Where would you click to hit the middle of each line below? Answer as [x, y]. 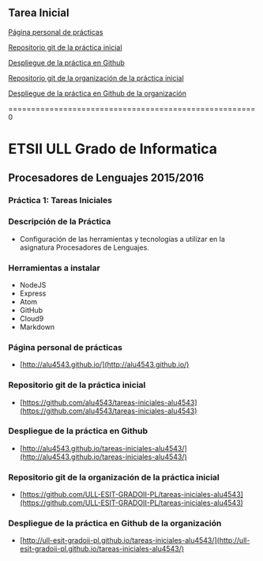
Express [33, 293]
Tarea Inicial [39, 13]
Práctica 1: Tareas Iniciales [60, 201]
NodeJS [33, 284]
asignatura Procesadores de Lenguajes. [85, 247]
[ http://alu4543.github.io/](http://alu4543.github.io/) [104, 365]
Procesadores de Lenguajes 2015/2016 [106, 178]
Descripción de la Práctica [60, 222]
